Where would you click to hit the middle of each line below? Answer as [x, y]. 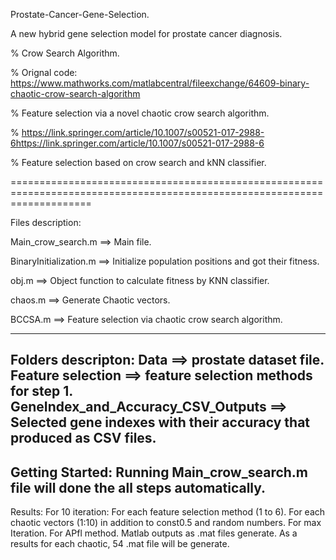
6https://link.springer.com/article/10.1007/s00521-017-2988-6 [137, 143]
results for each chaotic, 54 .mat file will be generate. [120, 544]
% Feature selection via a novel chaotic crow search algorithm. [140, 113]
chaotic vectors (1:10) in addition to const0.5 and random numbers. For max [166, 523]
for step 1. [41, 391]
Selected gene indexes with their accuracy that [160, 422]
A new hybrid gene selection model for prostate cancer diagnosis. [146, 33]
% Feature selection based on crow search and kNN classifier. [138, 162]
